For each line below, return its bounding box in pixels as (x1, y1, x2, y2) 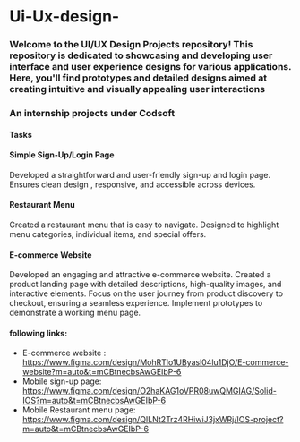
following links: (9, 327, 68, 338)
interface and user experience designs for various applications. (9, 61, 292, 73)
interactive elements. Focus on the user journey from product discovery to (9, 288, 284, 299)
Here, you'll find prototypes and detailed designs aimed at (9, 72, 267, 84)
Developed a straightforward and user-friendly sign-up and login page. (9, 169, 271, 180)
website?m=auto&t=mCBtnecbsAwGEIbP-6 (21, 367, 182, 378)
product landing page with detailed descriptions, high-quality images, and (9, 279, 282, 290)
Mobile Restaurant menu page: (21, 404, 136, 415)
